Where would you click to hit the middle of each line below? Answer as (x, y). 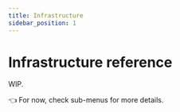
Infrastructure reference (90, 62)
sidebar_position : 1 (43, 23)
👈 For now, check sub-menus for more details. (86, 100)
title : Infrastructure (46, 15)
